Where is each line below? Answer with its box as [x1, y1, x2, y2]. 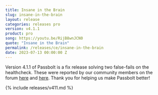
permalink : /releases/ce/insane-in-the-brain [5, 45, 103, 50]
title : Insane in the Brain [5, 7, 65, 13]
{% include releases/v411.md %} [5, 84, 73, 90]
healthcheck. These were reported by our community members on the [5, 69, 153, 75]
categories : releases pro [5, 21, 60, 27]
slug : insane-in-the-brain [5, 12, 63, 17]
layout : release [5, 17, 40, 22]
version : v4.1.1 [5, 26, 40, 31]
